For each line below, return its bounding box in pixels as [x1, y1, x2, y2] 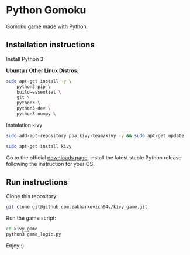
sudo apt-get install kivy [6, 143, 72, 149]
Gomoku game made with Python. [6, 23, 88, 30]
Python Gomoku [6, 4, 87, 17]
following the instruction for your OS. [6, 160, 95, 167]
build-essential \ [16, 89, 61, 95]
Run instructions [6, 177, 68, 188]
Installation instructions [6, 40, 95, 50]
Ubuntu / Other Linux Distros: [6, 67, 79, 74]
